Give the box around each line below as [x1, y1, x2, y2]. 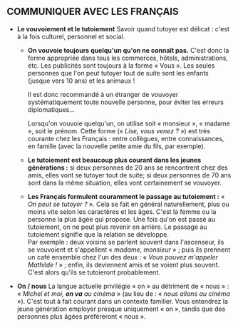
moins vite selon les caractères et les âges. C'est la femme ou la [27, 207, 217, 216]
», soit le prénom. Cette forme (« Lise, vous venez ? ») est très [27, 126, 211, 135]
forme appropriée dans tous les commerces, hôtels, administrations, [27, 53, 229, 62]
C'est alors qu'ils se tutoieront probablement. [27, 267, 161, 277]
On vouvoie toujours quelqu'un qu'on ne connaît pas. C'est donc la [27, 46, 229, 54]
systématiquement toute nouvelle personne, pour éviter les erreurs [27, 98, 224, 106]
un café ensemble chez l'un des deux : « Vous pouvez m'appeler [27, 252, 219, 261]
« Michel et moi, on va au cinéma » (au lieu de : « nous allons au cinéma [16, 289, 231, 298]
